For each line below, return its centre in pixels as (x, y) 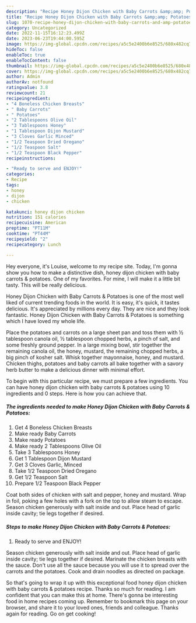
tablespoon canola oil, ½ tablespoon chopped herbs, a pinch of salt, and (93, 338)
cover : (14, 71)
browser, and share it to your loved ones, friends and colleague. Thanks (92, 608)
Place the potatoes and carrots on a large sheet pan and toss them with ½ (95, 332)
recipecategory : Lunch (34, 244)
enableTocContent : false (36, 60)
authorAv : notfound (30, 82)
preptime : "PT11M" (28, 229)
